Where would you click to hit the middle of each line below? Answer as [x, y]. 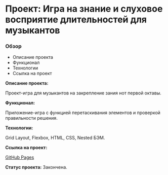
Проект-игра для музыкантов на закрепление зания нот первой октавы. [83, 93]
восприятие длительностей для [76, 20]
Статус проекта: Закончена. [36, 167]
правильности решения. [32, 118]
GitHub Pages [20, 157]
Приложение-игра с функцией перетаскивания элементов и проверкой [83, 113]
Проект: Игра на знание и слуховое [84, 9]
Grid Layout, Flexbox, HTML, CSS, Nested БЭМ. [55, 138]
